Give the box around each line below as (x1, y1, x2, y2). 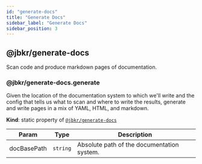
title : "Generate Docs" (6, 14, 66, 20)
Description (118, 130, 152, 139)
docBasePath (9, 144, 47, 153)
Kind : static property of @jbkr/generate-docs (6, 116, 117, 123)
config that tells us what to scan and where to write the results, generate (6, 98, 186, 105)
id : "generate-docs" (6, 8, 58, 15)
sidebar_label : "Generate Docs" (6, 20, 87, 26)
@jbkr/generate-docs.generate (6, 78, 100, 87)
